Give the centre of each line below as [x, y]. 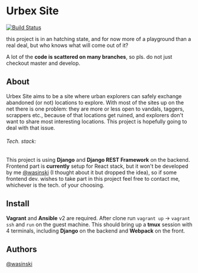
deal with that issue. [31, 128]
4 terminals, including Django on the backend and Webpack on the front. [96, 231]
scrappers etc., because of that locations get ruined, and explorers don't [95, 115]
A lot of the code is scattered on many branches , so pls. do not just [89, 57]
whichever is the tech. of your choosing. [55, 185]
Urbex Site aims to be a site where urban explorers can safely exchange [94, 96]
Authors [22, 250]
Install [18, 204]
